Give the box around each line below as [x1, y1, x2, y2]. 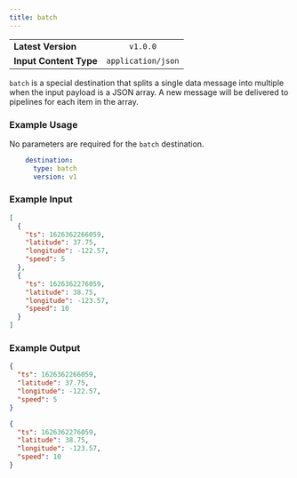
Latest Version [13, 40, 77, 52]
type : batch [32, 163, 77, 173]
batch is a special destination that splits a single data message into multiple [9, 77, 285, 88]
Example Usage [9, 118, 78, 131]
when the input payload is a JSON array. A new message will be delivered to [9, 86, 289, 98]
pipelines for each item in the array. [9, 96, 140, 107]
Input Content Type [13, 54, 98, 67]
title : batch [9, 12, 58, 22]
